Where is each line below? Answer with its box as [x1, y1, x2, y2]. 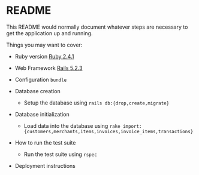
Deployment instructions [14, 162, 76, 169]
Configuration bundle [14, 76, 67, 83]
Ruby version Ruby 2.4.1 [14, 53, 74, 60]
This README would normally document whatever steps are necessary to [6, 23, 188, 30]
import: [122, 123, 142, 129]
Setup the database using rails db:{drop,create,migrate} [23, 99, 170, 106]
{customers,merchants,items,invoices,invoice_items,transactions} [23, 128, 194, 134]
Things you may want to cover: [6, 41, 83, 48]
